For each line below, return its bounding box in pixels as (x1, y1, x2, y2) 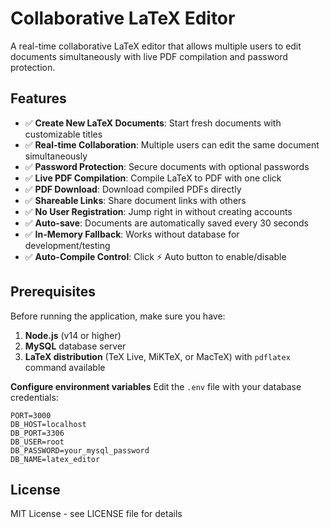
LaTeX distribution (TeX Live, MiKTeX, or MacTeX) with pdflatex (24, 350, 291, 362)
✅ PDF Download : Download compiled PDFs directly (24, 183, 242, 195)
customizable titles (24, 128, 103, 140)
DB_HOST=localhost (10, 419, 87, 429)
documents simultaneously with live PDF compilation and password (10, 50, 288, 62)
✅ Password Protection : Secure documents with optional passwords (24, 160, 310, 172)
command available (24, 361, 106, 373)
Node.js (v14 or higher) (24, 329, 122, 341)
